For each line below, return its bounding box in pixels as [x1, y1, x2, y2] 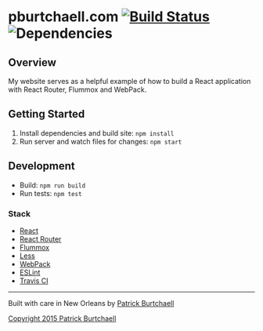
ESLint [19, 267, 41, 277]
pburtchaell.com [8, 8, 119, 26]
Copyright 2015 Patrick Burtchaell [8, 314, 117, 323]
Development [8, 159, 76, 173]
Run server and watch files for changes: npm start [19, 136, 182, 146]
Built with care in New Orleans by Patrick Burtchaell [8, 298, 175, 307]
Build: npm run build [19, 180, 86, 190]
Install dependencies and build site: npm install [19, 128, 175, 137]
